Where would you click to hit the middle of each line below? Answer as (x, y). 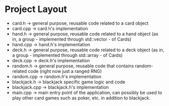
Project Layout (36, 9)
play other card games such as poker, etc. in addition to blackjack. (81, 98)
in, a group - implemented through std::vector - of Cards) (72, 39)
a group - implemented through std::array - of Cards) (67, 55)
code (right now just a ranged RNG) (65, 71)
